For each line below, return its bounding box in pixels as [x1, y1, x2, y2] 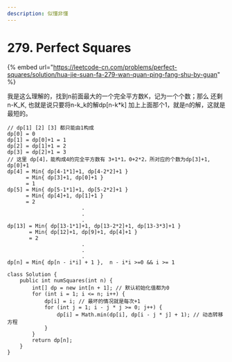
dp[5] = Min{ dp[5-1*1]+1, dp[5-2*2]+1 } [7, 186, 129, 193]
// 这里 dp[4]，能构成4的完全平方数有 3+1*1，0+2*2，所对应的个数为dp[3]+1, [7, 156, 211, 163]
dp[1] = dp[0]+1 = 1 [7, 136, 67, 143]
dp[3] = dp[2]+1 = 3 [7, 148, 67, 156]
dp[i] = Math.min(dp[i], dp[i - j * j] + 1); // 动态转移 [56, 311, 224, 318]
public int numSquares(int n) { [19, 277, 113, 284]
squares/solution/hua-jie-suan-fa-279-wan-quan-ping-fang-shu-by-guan [7, 70, 218, 78]
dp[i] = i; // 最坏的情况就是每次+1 [44, 298, 141, 305]
